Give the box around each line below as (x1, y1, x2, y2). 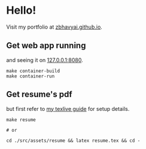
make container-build (6, 68, 60, 74)
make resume (6, 117, 36, 123)
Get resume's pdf (6, 89, 73, 100)
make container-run (6, 73, 55, 79)
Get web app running (6, 41, 86, 51)
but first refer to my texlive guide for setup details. (6, 105, 130, 112)
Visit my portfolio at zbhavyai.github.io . (6, 23, 103, 30)
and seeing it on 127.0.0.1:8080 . (6, 56, 84, 63)
